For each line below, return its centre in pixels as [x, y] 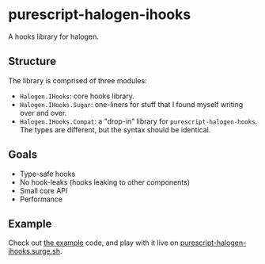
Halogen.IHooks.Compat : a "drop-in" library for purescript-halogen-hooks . [138, 121]
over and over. [43, 113]
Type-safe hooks [47, 174]
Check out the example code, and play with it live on [93, 243]
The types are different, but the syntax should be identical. [115, 129]
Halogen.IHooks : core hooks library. [77, 96]
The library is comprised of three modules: [78, 80]
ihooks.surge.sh [34, 251]
